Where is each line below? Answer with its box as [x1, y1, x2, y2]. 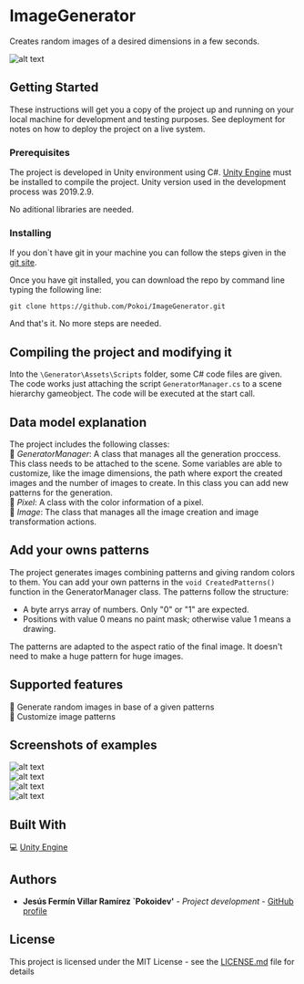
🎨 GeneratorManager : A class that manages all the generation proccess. [9, 448, 281, 459]
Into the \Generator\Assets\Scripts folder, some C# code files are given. [9, 368, 283, 379]
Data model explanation [9, 414, 147, 430]
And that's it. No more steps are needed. [9, 318, 162, 329]
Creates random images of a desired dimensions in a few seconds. [9, 36, 260, 47]
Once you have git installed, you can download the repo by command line [9, 274, 285, 285]
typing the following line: [9, 285, 102, 295]
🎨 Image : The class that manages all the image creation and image [9, 506, 259, 517]
